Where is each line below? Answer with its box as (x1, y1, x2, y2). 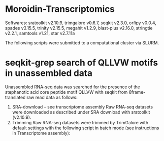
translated (5, 94, 26, 100)
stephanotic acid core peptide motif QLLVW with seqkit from (5, 89, 128, 95)
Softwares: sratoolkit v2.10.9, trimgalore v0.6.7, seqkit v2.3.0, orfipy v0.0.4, (5, 20, 157, 26)
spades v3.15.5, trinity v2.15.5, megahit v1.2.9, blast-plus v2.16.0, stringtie (5, 25, 153, 31)
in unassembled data (5, 68, 93, 79)
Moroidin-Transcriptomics (5, 3, 115, 15)
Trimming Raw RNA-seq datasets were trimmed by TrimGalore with (12, 119, 149, 125)
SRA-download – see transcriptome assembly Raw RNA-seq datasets (12, 104, 153, 109)
